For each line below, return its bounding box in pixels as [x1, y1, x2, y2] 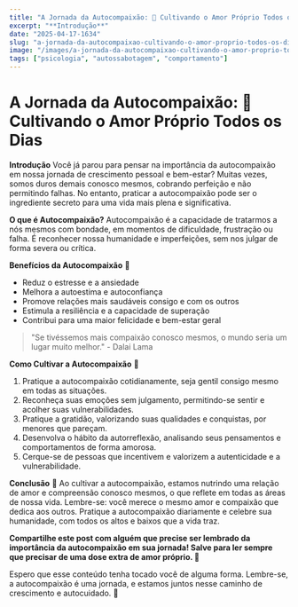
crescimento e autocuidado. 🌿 [9, 587, 119, 598]
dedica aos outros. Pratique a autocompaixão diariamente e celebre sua [9, 506, 272, 516]
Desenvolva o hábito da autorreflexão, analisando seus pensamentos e [21, 432, 281, 443]
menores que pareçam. [21, 422, 108, 433]
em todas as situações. [21, 385, 107, 396]
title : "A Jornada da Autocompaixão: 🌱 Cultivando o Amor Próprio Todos [9, 12, 284, 22]
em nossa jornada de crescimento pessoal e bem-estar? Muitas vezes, [9, 169, 268, 179]
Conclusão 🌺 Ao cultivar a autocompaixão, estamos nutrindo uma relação [9, 477, 279, 488]
